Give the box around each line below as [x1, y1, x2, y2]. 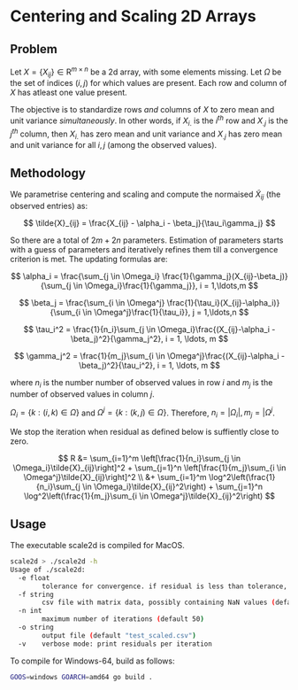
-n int [18, 607, 42, 616]
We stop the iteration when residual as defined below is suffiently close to [10, 427, 279, 438]
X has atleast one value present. [10, 87, 127, 98]
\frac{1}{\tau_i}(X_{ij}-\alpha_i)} [166, 297, 280, 307]
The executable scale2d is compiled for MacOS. [10, 540, 185, 551]
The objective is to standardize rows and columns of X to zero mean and [10, 105, 275, 115]
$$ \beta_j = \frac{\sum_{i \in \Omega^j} [19, 297, 165, 307]
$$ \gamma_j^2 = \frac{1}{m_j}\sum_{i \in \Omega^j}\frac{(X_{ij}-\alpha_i [13, 350, 279, 361]
